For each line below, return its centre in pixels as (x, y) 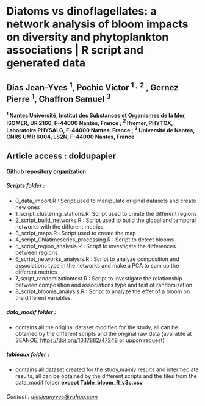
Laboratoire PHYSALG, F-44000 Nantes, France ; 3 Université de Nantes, (101, 130)
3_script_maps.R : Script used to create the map (75, 233)
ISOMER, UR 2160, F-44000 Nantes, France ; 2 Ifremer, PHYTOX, (90, 122)
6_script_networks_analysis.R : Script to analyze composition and (97, 259)
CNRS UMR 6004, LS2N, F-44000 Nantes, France (70, 137)
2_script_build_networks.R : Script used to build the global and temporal (106, 220)
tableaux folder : (28, 354)
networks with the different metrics (59, 227)
